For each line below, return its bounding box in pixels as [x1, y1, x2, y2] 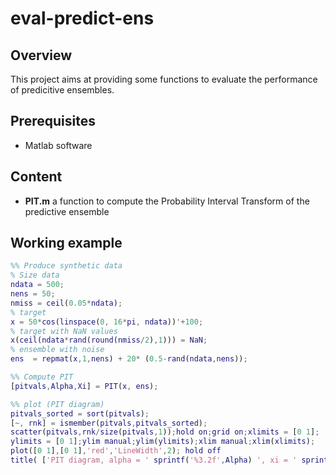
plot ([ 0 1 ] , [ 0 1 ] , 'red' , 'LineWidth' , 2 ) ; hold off [10, 446, 222, 456]
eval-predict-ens [10, 7, 155, 30]
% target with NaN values [10, 326, 118, 336]
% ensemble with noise [10, 345, 105, 355]
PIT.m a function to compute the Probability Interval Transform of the [24, 195, 310, 207]
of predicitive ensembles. [10, 84, 115, 96]
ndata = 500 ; [10, 280, 65, 290]
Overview [10, 47, 73, 64]
